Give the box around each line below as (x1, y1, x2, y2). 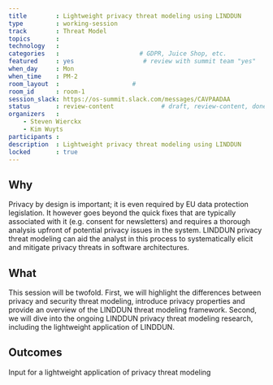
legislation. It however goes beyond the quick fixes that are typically (8, 208, 236, 218)
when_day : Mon (8, 65, 75, 73)
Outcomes (8, 346, 63, 360)
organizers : (8, 110, 60, 119)
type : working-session (8, 19, 118, 28)
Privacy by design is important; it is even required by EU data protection (8, 200, 249, 210)
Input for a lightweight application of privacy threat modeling (8, 367, 211, 377)
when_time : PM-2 (8, 72, 79, 80)
